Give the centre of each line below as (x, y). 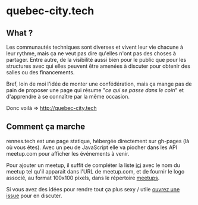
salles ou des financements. (40, 72)
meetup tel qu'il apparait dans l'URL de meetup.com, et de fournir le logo (95, 171)
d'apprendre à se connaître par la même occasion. (68, 97)
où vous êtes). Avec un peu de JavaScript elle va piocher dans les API (92, 147)
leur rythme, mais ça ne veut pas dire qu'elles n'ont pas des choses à (91, 53)
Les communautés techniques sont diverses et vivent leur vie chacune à (95, 47)
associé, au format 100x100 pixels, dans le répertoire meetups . (83, 178)
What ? (20, 33)
